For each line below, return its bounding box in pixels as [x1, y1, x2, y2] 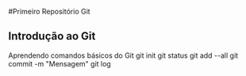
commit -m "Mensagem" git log [8, 59, 111, 68]
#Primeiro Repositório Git [8, 7, 90, 16]
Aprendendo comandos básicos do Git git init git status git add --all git [8, 51, 239, 60]
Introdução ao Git [8, 29, 96, 43]
